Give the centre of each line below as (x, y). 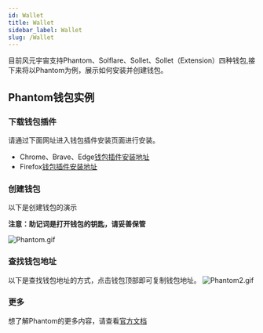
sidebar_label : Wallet (45, 30)
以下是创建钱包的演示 (42, 208)
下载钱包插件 (33, 121)
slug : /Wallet (31, 37)
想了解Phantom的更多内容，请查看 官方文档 (78, 320)
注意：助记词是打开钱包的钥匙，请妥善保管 (77, 224)
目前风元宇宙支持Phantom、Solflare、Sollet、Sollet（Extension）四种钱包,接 (132, 60)
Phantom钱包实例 (51, 98)
